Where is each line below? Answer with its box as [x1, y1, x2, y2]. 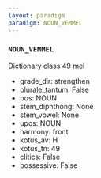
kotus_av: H [19, 135, 58, 145]
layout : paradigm [8, 11, 65, 20]
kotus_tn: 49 [19, 143, 61, 153]
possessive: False [19, 160, 78, 170]
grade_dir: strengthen [19, 76, 91, 85]
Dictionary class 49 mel [8, 61, 85, 70]
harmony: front [19, 127, 69, 136]
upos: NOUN [19, 118, 62, 127]
